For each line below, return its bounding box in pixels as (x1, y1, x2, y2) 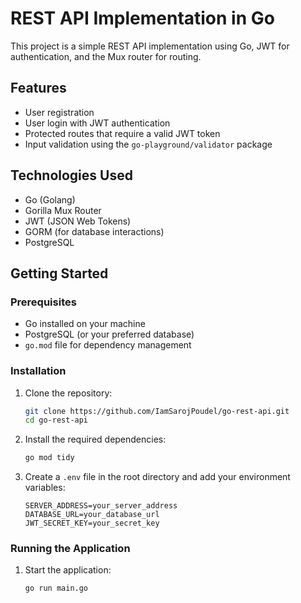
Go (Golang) (24, 193, 76, 206)
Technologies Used (10, 167, 133, 184)
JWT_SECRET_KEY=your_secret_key (24, 518, 160, 529)
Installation (10, 364, 67, 378)
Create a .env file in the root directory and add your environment (24, 471, 291, 483)
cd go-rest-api (24, 415, 89, 426)
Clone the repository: (24, 387, 113, 399)
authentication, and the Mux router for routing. (10, 50, 202, 62)
